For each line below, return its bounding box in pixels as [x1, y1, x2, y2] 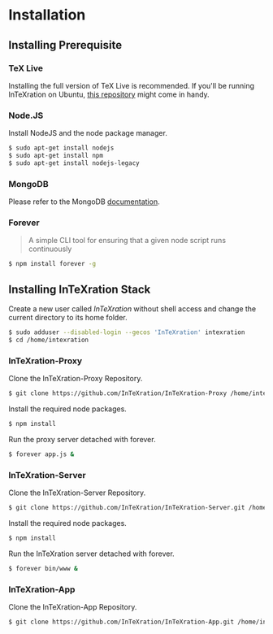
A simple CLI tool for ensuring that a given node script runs [28, 236, 226, 245]
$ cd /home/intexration [8, 336, 89, 344]
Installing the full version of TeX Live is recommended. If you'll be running [8, 80, 254, 90]
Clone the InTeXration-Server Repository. [8, 488, 146, 497]
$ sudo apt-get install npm [8, 152, 104, 160]
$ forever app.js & [8, 449, 75, 458]
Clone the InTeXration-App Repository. [8, 601, 137, 611]
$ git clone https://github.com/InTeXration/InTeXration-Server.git [8, 504, 245, 512]
